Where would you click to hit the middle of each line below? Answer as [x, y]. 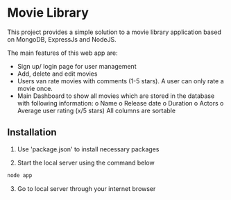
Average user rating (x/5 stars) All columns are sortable [96, 110]
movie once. [35, 88]
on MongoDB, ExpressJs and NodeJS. [62, 39]
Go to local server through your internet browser [86, 188]
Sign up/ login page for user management [77, 66]
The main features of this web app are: [62, 53]
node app [20, 175]
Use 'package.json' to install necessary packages [88, 149]
